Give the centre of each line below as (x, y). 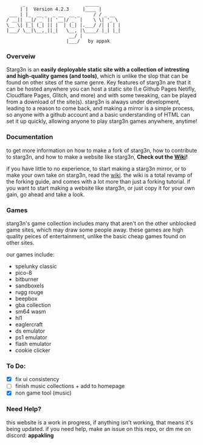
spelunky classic (36, 266)
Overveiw (21, 56)
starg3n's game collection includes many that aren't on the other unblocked (101, 223)
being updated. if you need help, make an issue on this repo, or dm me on (99, 429)
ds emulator (30, 331)
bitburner (27, 279)
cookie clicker (33, 350)
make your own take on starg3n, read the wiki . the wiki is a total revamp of (99, 175)
